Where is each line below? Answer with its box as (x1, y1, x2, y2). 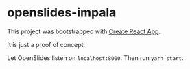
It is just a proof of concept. (7, 40, 86, 49)
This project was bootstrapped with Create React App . (7, 27, 161, 36)
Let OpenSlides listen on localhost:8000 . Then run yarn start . (7, 53, 184, 62)
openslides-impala (7, 5, 117, 20)
